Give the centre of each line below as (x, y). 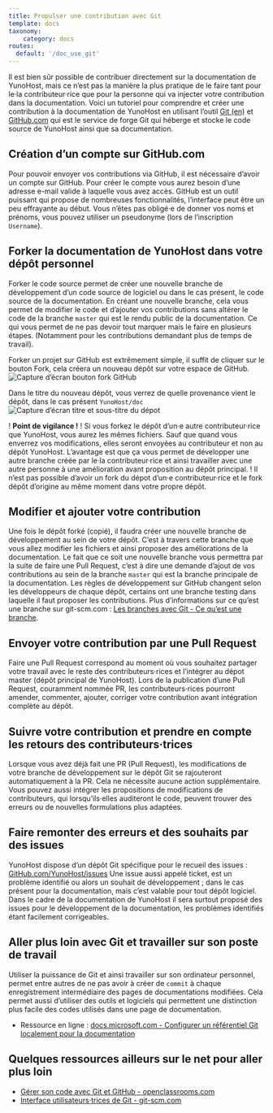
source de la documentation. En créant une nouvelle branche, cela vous (129, 301)
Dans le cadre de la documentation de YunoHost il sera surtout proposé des (135, 899)
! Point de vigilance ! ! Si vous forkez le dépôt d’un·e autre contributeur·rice (134, 426)
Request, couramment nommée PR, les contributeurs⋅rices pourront (122, 689)
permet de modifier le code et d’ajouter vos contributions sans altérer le (128, 309)
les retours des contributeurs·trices (101, 744)
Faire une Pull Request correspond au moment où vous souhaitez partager (133, 663)
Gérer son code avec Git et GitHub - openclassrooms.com (117, 1091)
